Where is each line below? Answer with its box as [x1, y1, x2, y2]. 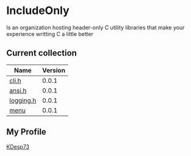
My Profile [6, 127, 47, 137]
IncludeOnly [6, 4, 70, 18]
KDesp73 [6, 143, 29, 150]
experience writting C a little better [6, 30, 93, 37]
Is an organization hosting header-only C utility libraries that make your [6, 24, 185, 31]
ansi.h [9, 86, 27, 94]
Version [42, 66, 66, 74]
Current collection [6, 48, 77, 58]
